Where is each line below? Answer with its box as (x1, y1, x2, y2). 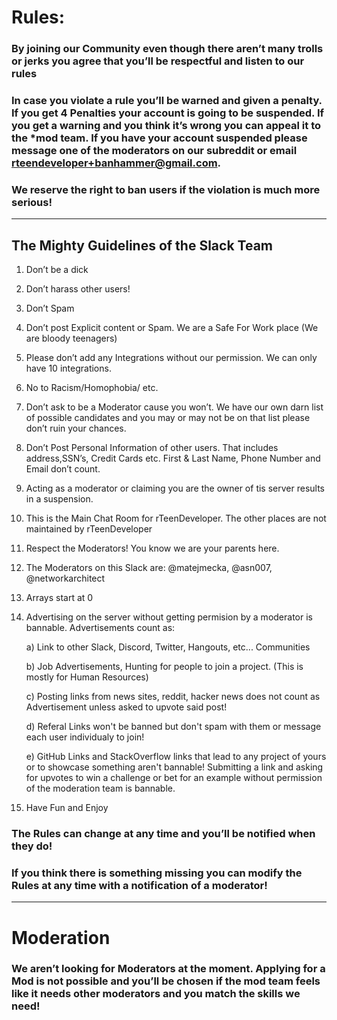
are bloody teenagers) (25, 332, 118, 345)
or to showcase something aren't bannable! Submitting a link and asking (25, 761, 324, 773)
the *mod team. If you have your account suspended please (11, 131, 308, 145)
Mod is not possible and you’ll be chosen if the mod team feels (11, 974, 321, 988)
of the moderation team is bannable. (25, 782, 176, 795)
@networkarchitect (25, 572, 106, 585)
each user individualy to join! (25, 731, 145, 743)
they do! (11, 839, 53, 853)
